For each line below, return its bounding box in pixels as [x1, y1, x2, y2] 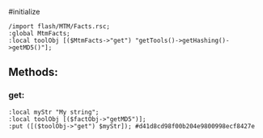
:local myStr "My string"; [8, 108, 100, 116]
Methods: [8, 65, 58, 79]
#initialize [8, 7, 40, 16]
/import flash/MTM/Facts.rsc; [8, 23, 111, 31]
